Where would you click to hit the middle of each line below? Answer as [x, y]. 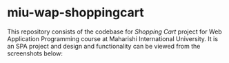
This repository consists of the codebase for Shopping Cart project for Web [114, 32]
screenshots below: [35, 53]
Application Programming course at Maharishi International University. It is [113, 38]
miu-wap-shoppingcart [76, 13]
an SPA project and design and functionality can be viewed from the [104, 46]
